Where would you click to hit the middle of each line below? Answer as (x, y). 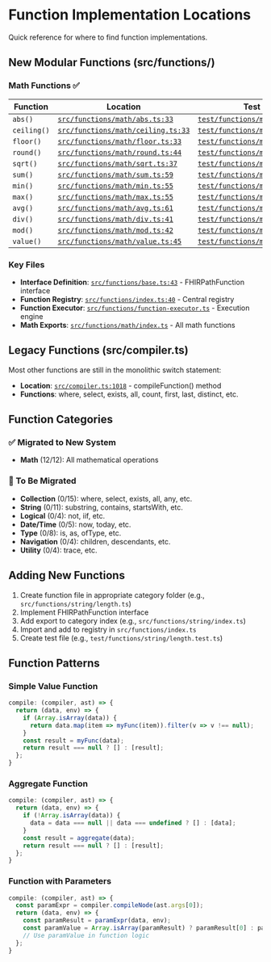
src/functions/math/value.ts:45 (120, 241)
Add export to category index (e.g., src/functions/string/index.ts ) (133, 620)
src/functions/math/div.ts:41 (115, 219)
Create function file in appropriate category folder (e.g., (113, 594)
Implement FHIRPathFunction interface (84, 612)
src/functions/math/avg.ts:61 (115, 208)
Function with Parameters (60, 881)
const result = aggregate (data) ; (79, 838)
